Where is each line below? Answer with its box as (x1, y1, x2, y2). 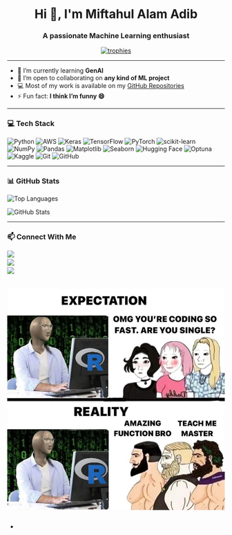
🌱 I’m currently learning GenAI (17, 66, 104, 75)
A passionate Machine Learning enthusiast (42, 31, 190, 41)
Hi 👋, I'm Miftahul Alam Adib (34, 6, 198, 22)
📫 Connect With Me (7, 232, 77, 242)
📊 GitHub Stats (7, 176, 60, 185)
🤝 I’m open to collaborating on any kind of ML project (17, 74, 170, 82)
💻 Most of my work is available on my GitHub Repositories (17, 82, 184, 90)
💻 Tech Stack (7, 119, 55, 129)
